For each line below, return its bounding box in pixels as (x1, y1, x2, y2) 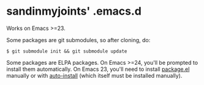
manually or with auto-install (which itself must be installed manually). (6, 72, 183, 79)
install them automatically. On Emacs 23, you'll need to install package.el (6, 65, 190, 73)
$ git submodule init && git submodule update (6, 48, 127, 54)
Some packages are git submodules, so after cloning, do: (6, 36, 151, 43)
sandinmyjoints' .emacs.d (6, 4, 142, 18)
